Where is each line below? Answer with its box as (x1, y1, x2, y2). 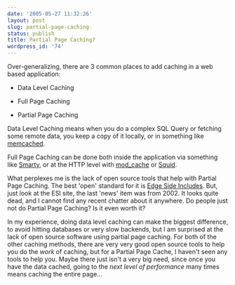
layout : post (7, 17, 46, 24)
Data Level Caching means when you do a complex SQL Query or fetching (7, 125, 222, 132)
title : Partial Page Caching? (7, 37, 96, 44)
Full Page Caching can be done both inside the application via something (7, 153, 218, 161)
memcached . (7, 139, 46, 148)
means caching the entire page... (7, 270, 103, 278)
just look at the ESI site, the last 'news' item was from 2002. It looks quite (7, 189, 219, 197)
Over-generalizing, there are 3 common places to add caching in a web (7, 63, 213, 70)
